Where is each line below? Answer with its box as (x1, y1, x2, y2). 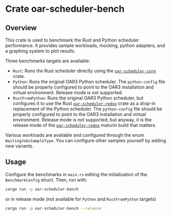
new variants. (5, 143, 34, 149)
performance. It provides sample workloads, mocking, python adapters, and (5, 42, 165, 49)
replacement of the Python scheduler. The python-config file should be (12, 106, 162, 112)
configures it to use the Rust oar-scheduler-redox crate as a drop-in (12, 100, 156, 106)
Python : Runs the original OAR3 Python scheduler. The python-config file (12, 79, 165, 84)
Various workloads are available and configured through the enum (5, 132, 144, 138)
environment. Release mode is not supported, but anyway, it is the (12, 117, 152, 123)
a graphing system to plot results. (5, 48, 76, 54)
